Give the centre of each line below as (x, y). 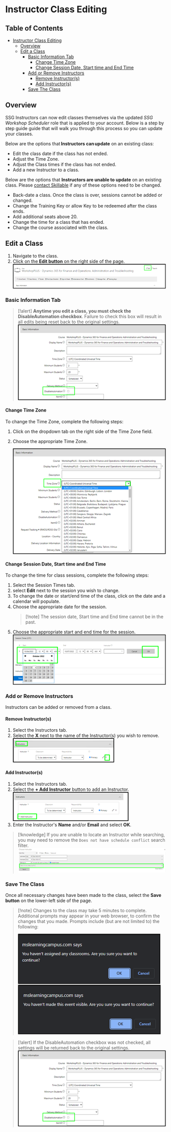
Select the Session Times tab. (44, 585)
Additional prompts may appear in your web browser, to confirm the (89, 916)
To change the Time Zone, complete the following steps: (64, 421)
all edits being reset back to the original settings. (69, 322)
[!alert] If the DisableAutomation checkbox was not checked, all (84, 1043)
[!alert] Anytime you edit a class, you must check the (74, 311)
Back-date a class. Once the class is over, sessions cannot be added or (88, 195)
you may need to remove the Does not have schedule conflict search (91, 840)
